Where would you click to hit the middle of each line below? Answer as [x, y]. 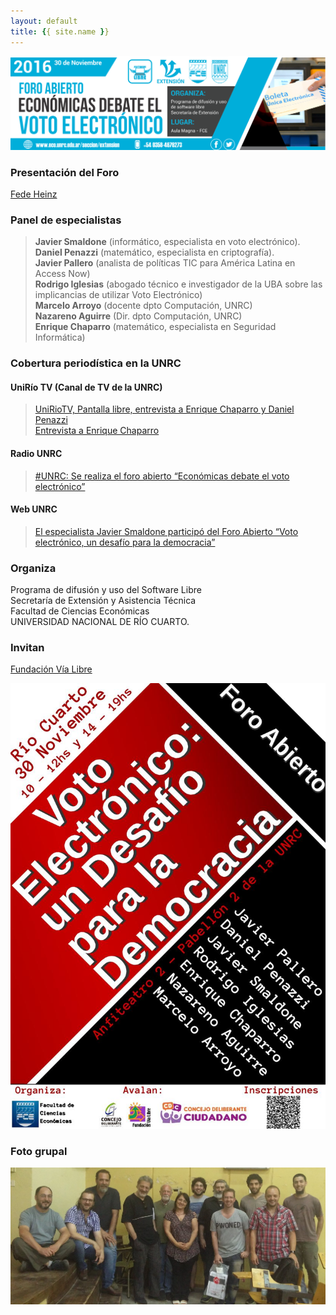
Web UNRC [34, 509]
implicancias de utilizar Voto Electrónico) [118, 295]
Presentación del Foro [65, 172]
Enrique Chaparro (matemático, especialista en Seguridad [155, 327]
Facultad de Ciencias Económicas [80, 611]
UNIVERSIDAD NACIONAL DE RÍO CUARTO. [100, 622]
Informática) [60, 337]
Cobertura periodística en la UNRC [96, 363]
